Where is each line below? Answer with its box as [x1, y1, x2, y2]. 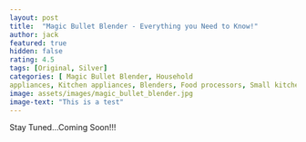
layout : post [9, 13, 59, 23]
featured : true [9, 38, 67, 48]
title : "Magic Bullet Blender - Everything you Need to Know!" [9, 22, 259, 31]
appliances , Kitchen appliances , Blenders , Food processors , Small [9, 80, 271, 90]
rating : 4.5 [9, 55, 55, 64]
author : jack [9, 30, 59, 39]
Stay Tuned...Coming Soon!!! [9, 122, 117, 133]
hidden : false [9, 47, 64, 56]
